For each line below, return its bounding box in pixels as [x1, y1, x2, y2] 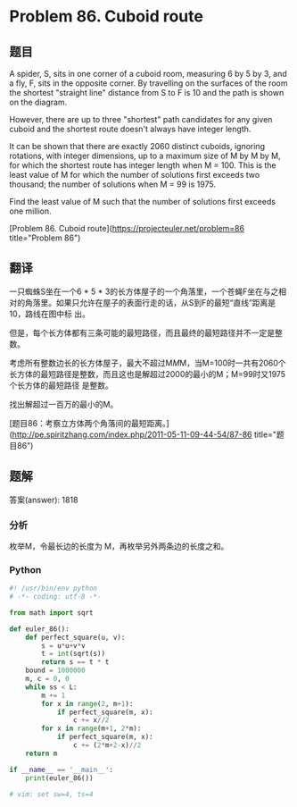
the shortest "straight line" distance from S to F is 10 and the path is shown [9, 88, 285, 97]
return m [25, 749, 58, 758]
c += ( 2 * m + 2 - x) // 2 [72, 741, 142, 750]
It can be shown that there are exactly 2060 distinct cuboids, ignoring [9, 141, 266, 151]
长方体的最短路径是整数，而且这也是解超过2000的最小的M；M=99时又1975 [9, 368, 286, 379]
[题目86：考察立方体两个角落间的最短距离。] [9, 417, 169, 428]
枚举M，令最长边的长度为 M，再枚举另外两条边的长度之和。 [9, 541, 229, 551]
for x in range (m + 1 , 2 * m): [41, 724, 142, 734]
